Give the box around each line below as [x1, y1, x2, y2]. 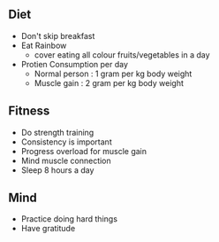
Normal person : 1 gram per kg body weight [34, 68, 193, 79]
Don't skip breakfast [20, 30, 95, 41]
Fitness [8, 104, 50, 119]
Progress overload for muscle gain [20, 145, 147, 156]
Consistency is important [20, 137, 112, 147]
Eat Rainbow [20, 40, 67, 51]
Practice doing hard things [20, 214, 118, 224]
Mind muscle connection [20, 155, 111, 166]
